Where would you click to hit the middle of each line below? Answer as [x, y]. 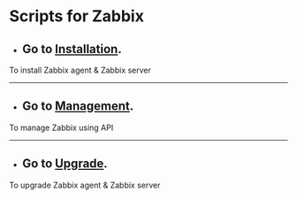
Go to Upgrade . [65, 164]
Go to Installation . [72, 49]
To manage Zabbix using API [61, 127]
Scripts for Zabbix [76, 16]
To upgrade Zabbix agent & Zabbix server [85, 185]
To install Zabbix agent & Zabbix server [80, 70]
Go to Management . [78, 107]
